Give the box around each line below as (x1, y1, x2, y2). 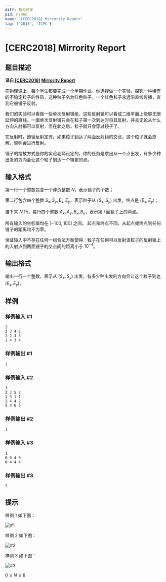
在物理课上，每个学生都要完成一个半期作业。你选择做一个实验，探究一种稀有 (5, 88, 161, 94)
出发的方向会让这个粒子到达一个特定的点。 (5, 157, 92, 163)
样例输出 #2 (5, 415, 34, 422)
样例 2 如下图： (5, 532, 37, 538)
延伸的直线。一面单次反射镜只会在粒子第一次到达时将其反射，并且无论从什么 (5, 117, 161, 123)
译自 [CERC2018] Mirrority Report (5, 77, 76, 83)
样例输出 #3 (5, 472, 34, 479)
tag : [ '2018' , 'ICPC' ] (5, 21, 52, 26)
